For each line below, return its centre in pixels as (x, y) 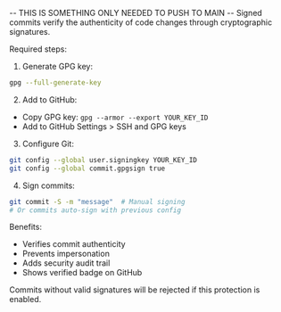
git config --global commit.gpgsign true (87, 168)
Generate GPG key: (58, 66)
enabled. (25, 300)
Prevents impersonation (66, 254)
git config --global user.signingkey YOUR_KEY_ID (103, 160)
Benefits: (26, 227)
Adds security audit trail (66, 263)
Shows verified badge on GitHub (82, 273)
